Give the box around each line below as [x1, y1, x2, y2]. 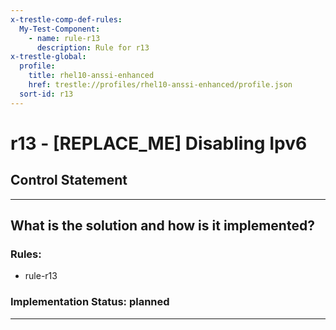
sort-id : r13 [19, 89, 74, 99]
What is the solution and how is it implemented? [10, 217, 315, 235]
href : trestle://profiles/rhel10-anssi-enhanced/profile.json [28, 80, 293, 90]
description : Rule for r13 [36, 42, 150, 53]
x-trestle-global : [10, 52, 87, 62]
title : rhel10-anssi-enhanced [28, 71, 155, 81]
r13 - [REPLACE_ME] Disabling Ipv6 [10, 132, 308, 155]
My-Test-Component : [19, 24, 101, 34]
